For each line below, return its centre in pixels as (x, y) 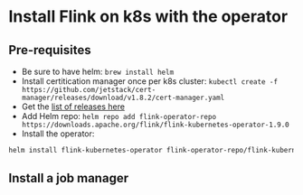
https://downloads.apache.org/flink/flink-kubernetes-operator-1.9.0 (156, 125)
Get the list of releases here (73, 107)
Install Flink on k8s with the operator (148, 17)
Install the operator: (58, 134)
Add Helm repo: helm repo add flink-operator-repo (119, 116)
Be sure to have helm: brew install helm (98, 71)
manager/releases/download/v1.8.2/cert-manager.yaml (123, 97)
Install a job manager (68, 178)
